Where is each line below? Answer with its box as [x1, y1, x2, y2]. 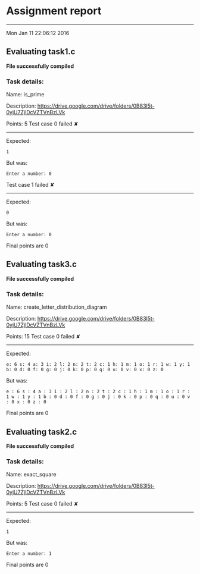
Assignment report [6, 4, 102, 18]
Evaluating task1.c [6, 46, 76, 57]
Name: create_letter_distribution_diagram [6, 303, 107, 310]
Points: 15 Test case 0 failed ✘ [6, 333, 80, 340]
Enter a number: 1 [6, 551, 52, 557]
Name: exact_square [6, 471, 57, 478]
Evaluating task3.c [6, 259, 77, 269]
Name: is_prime [6, 91, 45, 98]
